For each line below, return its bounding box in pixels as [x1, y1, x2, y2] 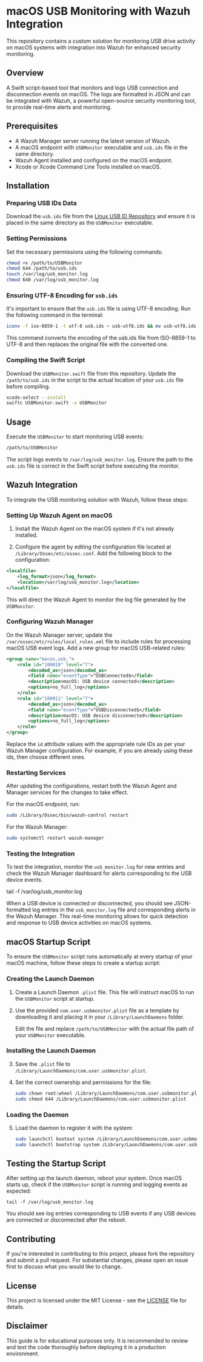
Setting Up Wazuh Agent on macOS [6, 511, 113, 519]
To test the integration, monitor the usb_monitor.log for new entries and [6, 863, 185, 871]
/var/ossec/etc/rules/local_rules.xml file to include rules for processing [6, 637, 191, 645]
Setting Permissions [6, 234, 67, 243]
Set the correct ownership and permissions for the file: [15, 1078, 152, 1086]
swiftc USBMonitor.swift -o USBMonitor [6, 400, 107, 406]
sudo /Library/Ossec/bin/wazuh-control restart [6, 812, 129, 818]
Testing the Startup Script [6, 1158, 106, 1169]
